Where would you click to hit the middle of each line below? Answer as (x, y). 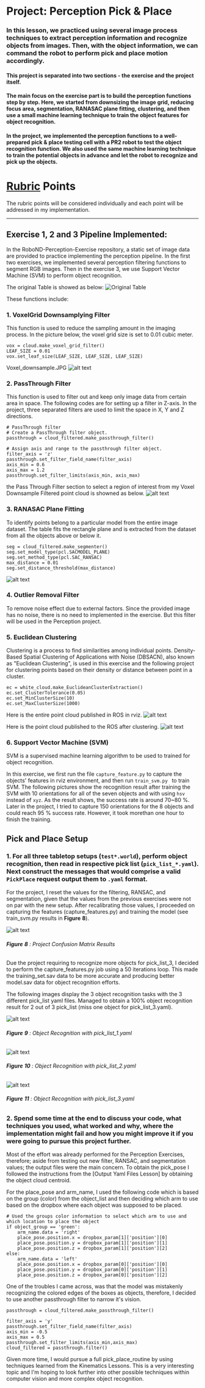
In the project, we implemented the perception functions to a (85, 136)
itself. (14, 82)
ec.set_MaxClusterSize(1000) (43, 704)
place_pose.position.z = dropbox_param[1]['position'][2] (92, 1249)
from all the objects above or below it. (54, 535)
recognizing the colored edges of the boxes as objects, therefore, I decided (101, 1293)
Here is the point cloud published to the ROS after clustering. (83, 727)
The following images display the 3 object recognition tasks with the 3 (94, 994)
